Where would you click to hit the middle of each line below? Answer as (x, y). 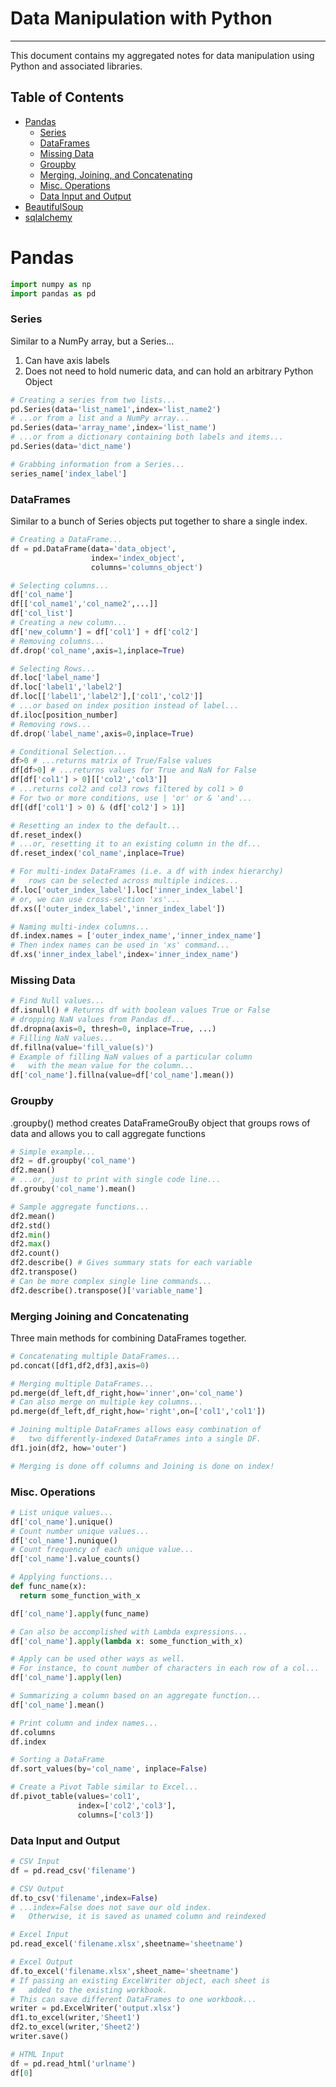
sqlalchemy (48, 217)
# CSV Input (35, 1862)
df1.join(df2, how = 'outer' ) (69, 1448)
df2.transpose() (44, 1272)
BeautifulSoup (54, 206)
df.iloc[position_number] (64, 715)
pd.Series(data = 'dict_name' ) (71, 447)
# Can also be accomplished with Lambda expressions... (129, 1632)
